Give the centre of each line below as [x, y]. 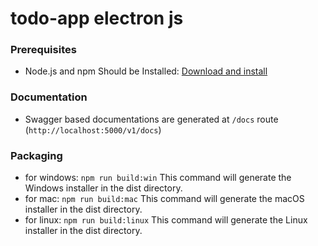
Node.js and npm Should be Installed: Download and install [146, 71]
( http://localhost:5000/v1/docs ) [93, 129]
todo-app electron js [97, 18]
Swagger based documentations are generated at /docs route [151, 119]
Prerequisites [43, 50]
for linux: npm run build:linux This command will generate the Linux [166, 220]
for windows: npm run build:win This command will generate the [158, 178]
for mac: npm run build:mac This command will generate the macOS [164, 199]
